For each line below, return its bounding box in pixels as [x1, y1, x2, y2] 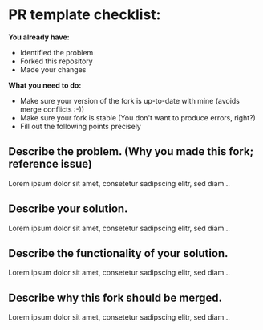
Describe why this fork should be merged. [8, 291, 223, 304]
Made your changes [19, 64, 87, 74]
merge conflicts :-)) [19, 104, 85, 114]
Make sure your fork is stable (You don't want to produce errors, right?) [19, 112, 257, 122]
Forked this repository [19, 56, 94, 66]
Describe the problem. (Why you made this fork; [8, 145, 254, 158]
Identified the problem [19, 47, 94, 57]
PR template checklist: [8, 6, 161, 24]
